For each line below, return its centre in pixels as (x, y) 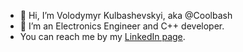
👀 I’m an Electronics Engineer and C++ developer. (122, 26)
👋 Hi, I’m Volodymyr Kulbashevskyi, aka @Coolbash (126, 15)
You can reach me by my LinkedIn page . (102, 36)
